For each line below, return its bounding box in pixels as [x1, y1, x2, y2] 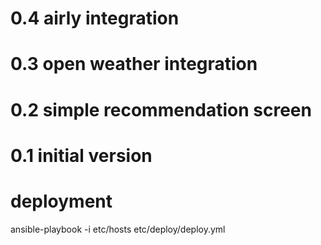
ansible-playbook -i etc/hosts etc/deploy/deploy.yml [10, 223, 226, 235]
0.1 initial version [10, 144, 153, 167]
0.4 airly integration [10, 7, 180, 30]
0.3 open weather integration [10, 53, 258, 76]
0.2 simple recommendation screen [10, 98, 312, 121]
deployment [10, 190, 113, 212]
